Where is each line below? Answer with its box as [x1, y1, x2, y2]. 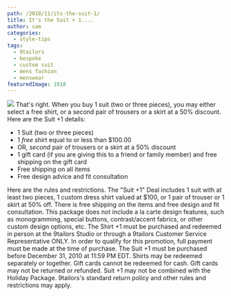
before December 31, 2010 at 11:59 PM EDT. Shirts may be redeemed [7, 252, 203, 260]
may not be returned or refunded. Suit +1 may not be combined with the [7, 266, 211, 275]
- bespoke [13, 55, 41, 62]
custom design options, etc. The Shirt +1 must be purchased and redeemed [7, 222, 222, 231]
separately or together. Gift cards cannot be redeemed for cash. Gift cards [7, 259, 219, 268]
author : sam [7, 23, 41, 30]
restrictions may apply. [7, 281, 72, 290]
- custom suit [13, 61, 54, 68]
